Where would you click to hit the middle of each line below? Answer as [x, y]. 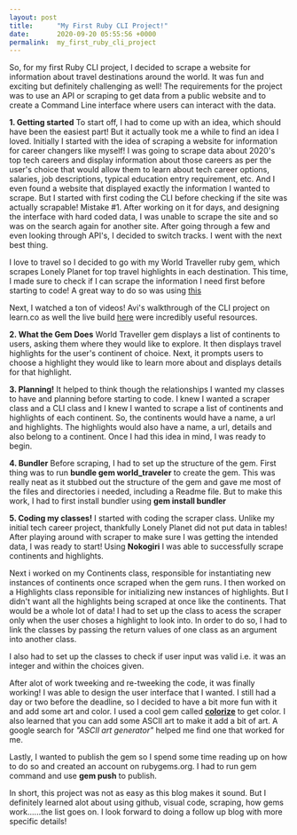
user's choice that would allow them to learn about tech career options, [140, 170]
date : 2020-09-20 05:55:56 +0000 [83, 34]
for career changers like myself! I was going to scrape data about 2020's [142, 151]
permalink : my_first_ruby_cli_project [83, 42]
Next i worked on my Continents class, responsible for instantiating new [141, 573]
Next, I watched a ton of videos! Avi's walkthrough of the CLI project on [140, 308]
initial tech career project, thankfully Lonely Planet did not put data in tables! [148, 528]
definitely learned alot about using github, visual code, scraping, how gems [146, 803]
